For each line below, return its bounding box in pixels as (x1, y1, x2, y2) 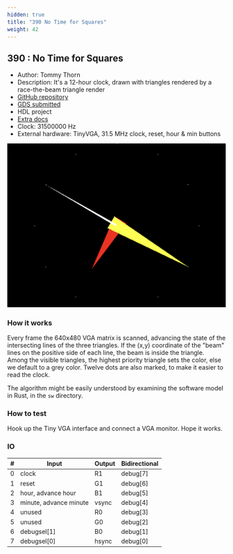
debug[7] (121, 469, 149, 478)
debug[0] (121, 537, 149, 546)
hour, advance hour (20, 489, 76, 497)
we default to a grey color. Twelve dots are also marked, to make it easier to (7, 363, 224, 372)
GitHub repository (17, 93, 69, 101)
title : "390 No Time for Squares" (7, 18, 107, 26)
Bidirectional (121, 460, 159, 468)
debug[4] (121, 499, 149, 507)
